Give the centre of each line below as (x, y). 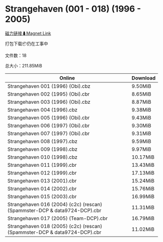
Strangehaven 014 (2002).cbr (42, 189)
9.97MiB (141, 149)
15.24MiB (143, 180)
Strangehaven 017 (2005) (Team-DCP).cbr (57, 218)
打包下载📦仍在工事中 (27, 43)
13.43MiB (143, 165)
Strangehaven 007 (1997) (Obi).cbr (49, 133)
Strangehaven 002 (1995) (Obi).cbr (49, 94)
